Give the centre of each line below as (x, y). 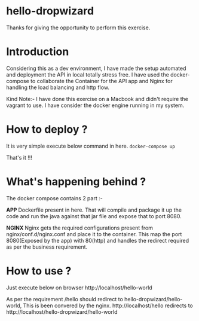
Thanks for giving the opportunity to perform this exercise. (78, 27)
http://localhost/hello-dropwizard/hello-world (62, 311)
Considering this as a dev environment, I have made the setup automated (96, 68)
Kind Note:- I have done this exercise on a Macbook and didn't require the (97, 99)
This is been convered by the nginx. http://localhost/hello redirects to (108, 305)
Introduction (38, 52)
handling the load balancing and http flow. (58, 87)
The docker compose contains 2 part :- (54, 198)
